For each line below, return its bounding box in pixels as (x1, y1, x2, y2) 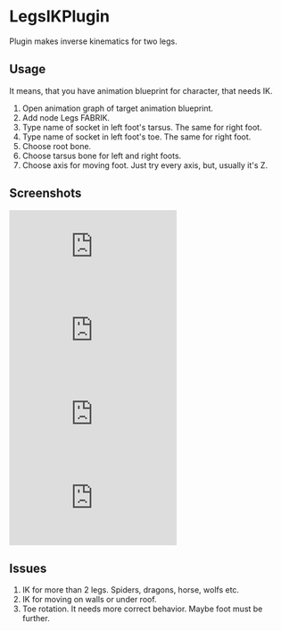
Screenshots (9, 186, 82, 201)
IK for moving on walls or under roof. (21, 594, 158, 605)
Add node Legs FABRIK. (21, 112, 110, 122)
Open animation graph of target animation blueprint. (21, 103, 214, 114)
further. (21, 613, 51, 624)
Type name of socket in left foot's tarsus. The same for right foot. (21, 122, 262, 132)
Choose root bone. (21, 140, 92, 151)
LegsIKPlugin (9, 6, 110, 27)
